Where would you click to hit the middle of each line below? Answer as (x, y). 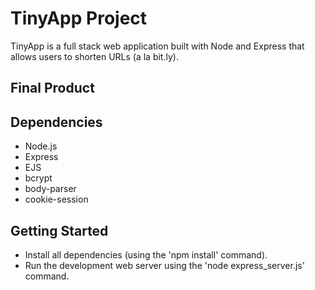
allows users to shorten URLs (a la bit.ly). (94, 56)
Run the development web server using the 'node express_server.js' (164, 265)
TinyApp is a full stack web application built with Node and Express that (157, 46)
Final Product (52, 88)
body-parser (50, 189)
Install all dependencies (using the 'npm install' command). (146, 254)
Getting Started (59, 230)
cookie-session (56, 199)
